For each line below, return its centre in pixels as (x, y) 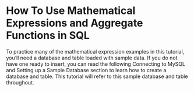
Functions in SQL (48, 36)
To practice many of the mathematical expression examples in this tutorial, (95, 51)
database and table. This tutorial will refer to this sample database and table (97, 76)
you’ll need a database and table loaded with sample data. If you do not (92, 58)
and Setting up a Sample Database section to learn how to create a (86, 70)
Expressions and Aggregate (75, 23)
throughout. (20, 82)
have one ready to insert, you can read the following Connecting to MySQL (96, 64)
